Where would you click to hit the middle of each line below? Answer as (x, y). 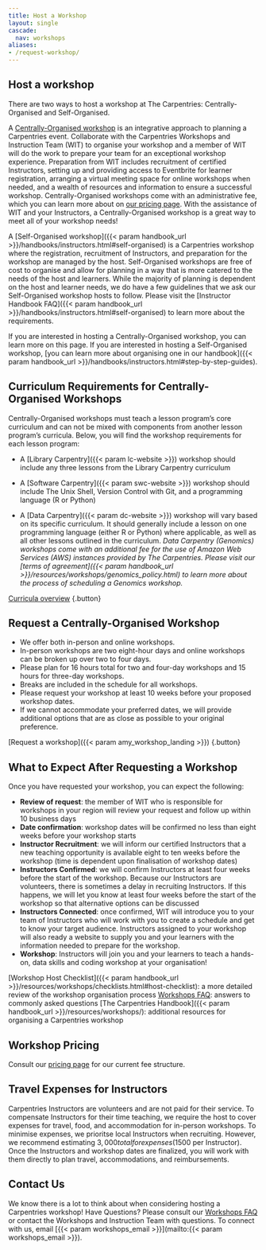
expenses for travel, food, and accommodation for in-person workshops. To (132, 1125)
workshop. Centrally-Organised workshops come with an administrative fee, (133, 195)
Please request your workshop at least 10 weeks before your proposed (135, 693)
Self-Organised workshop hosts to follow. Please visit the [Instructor (120, 295)
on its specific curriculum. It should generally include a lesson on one (133, 524)
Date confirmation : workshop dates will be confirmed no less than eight (138, 827)
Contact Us (37, 1184)
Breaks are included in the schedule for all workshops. (109, 684)
